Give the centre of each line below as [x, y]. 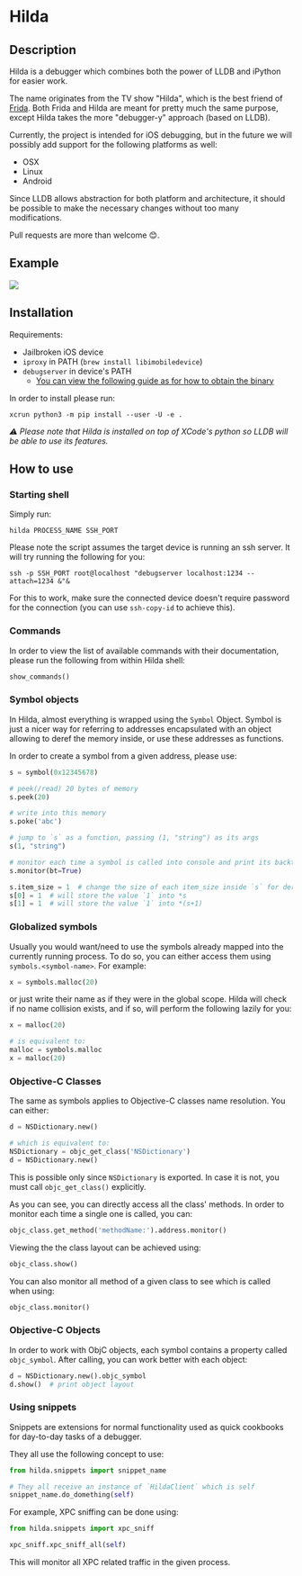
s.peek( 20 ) [30, 797]
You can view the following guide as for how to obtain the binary [155, 381]
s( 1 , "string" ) [38, 847]
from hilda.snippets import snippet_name [88, 1470]
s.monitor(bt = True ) [46, 870]
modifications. [36, 217]
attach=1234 [31, 581]
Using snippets [43, 1408]
